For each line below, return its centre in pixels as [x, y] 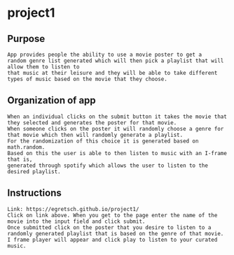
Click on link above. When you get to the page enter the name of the [112, 215]
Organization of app [51, 100]
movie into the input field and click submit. [76, 221]
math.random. [26, 147]
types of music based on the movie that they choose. [88, 79]
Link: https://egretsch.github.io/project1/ [73, 209]
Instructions [34, 193]
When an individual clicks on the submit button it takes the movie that [117, 117]
